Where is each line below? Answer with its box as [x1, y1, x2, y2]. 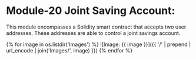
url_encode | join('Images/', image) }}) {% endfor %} [6, 47, 133, 54]
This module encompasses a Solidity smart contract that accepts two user [6, 23, 187, 30]
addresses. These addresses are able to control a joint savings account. [6, 29, 181, 36]
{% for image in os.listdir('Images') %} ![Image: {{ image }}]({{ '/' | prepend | [6, 41, 191, 48]
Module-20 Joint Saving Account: [6, 4, 175, 17]
